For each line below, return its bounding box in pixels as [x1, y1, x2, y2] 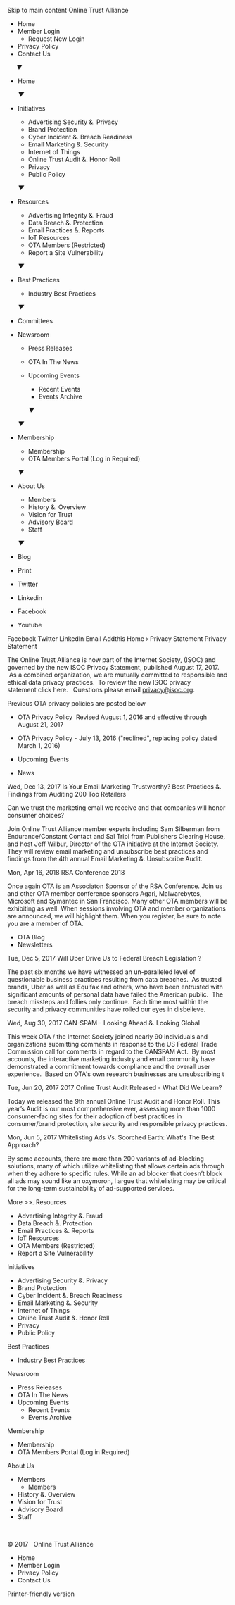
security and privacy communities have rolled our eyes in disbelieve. [7, 1005, 206, 1013]
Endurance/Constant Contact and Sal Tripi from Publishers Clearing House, [7, 832, 226, 840]
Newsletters [17, 940, 53, 949]
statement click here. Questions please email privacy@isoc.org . [7, 686, 196, 694]
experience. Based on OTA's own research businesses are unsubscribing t [7, 1070, 224, 1078]
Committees [17, 317, 53, 325]
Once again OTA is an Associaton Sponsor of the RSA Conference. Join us [7, 882, 223, 890]
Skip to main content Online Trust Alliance [7, 6, 129, 14]
